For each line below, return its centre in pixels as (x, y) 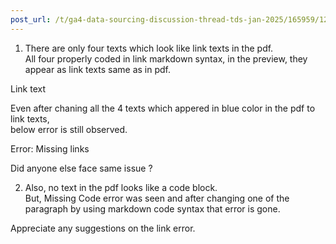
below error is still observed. (69, 129)
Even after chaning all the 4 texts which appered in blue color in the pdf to (163, 108)
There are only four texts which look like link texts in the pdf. (149, 48)
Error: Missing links (50, 148)
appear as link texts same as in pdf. (97, 69)
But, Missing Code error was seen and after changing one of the (157, 198)
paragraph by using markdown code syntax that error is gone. (152, 208)
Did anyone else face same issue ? (81, 168)
